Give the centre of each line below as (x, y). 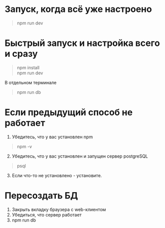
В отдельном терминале (31, 82)
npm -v (24, 146)
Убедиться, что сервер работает (47, 215)
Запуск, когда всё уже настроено (79, 9)
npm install (28, 67)
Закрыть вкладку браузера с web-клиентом (59, 209)
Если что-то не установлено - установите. (57, 175)
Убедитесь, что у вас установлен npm (52, 137)
